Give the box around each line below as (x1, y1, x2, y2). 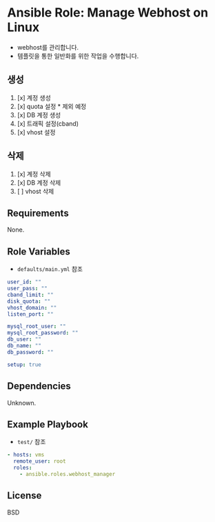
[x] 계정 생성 (17, 93, 52, 101)
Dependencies (7, 381, 71, 392)
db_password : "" (7, 348, 54, 356)
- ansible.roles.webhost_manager (19, 470, 116, 477)
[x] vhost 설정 (17, 128, 56, 136)
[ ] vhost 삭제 (17, 187, 54, 195)
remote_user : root (13, 458, 67, 465)
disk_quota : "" (7, 298, 51, 305)
